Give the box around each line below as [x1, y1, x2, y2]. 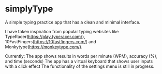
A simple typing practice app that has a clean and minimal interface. [5, 19, 141, 25]
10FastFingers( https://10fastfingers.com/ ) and [5, 38, 96, 44]
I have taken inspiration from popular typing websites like [5, 28, 119, 34]
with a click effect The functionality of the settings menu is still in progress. [5, 63, 155, 69]
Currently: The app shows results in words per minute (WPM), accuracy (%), [5, 53, 158, 59]
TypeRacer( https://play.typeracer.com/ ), [5, 34, 86, 39]
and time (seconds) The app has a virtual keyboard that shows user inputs [5, 58, 153, 64]
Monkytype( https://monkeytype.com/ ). [5, 44, 83, 49]
